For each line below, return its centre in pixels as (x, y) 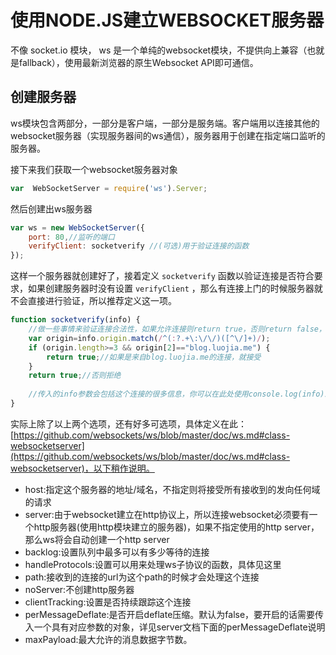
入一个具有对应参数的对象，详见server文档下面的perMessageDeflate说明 (175, 627)
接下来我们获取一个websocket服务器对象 (94, 169)
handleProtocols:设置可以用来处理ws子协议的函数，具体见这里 (153, 564)
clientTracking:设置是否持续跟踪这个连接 (108, 602)
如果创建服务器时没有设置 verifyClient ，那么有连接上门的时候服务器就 (175, 288)
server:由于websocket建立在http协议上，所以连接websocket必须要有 (167, 514)
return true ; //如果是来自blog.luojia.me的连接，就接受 (154, 357)
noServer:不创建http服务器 (79, 589)
